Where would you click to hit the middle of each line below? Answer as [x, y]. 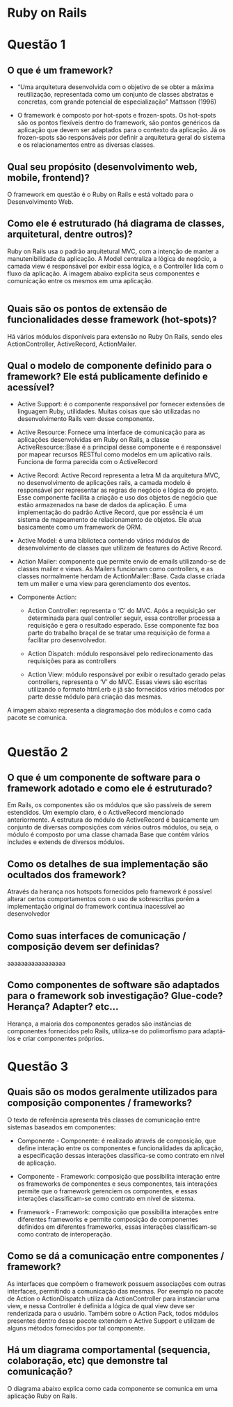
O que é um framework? [60, 70]
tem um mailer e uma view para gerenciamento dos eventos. [104, 584]
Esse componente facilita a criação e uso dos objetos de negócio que [117, 498]
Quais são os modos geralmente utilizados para [112, 1092]
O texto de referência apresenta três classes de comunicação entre [104, 1120]
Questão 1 [37, 45]
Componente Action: [47, 597]
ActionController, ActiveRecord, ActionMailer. [72, 344]
